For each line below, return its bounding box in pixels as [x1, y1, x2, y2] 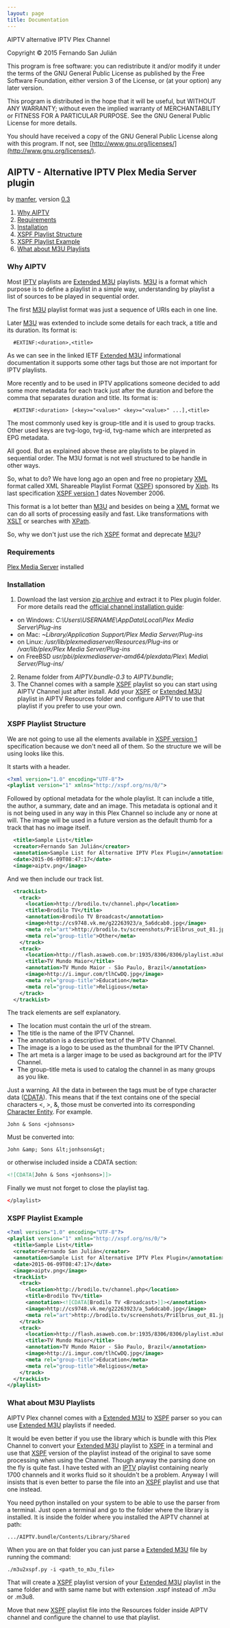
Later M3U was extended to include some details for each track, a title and [7, 318, 218, 327]
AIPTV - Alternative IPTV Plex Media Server [7, 166, 197, 178]
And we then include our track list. [7, 875, 104, 883]
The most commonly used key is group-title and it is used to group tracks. [7, 418, 216, 427]
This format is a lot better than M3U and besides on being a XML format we [7, 502, 220, 510]
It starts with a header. [7, 762, 71, 771]
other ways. [7, 461, 41, 469]
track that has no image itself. [7, 823, 91, 832]
